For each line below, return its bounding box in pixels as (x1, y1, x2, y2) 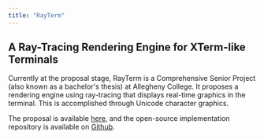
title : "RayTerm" (8, 11, 65, 20)
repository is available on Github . (8, 123, 116, 132)
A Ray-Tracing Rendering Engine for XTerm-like (8, 41, 246, 54)
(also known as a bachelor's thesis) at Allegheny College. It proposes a (8, 82, 239, 91)
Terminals (8, 53, 59, 67)
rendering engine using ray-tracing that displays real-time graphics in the (8, 90, 246, 100)
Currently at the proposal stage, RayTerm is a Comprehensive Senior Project (8, 74, 256, 83)
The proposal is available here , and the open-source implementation (8, 114, 230, 123)
